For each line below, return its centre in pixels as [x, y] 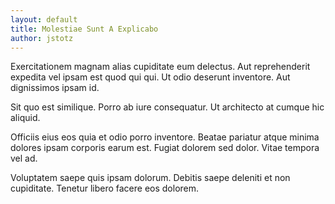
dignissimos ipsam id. [55, 88]
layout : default [44, 19]
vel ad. [24, 158]
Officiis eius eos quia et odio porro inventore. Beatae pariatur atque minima [165, 137]
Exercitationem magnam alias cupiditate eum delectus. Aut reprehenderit [160, 67]
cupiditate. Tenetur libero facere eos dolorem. [105, 188]
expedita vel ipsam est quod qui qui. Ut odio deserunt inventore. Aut [150, 77]
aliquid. [25, 118]
